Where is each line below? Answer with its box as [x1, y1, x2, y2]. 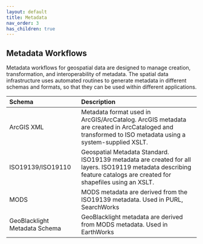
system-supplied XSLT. [81, 138, 148, 147]
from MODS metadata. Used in [81, 220, 168, 229]
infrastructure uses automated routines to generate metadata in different [6, 77, 187, 85]
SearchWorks [81, 203, 120, 211]
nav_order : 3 [6, 20, 39, 26]
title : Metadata [6, 14, 47, 21]
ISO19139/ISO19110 [9, 163, 71, 172]
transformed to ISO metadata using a [81, 130, 186, 139]
